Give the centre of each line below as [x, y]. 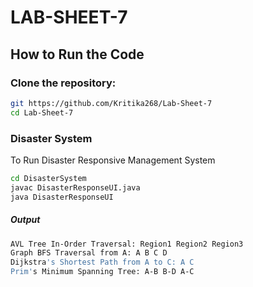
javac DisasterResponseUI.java [75, 187]
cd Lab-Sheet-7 [42, 112]
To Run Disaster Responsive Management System [113, 160]
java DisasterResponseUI [62, 197]
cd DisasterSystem [48, 178]
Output [25, 220]
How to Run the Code [77, 54]
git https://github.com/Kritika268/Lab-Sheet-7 [111, 103]
